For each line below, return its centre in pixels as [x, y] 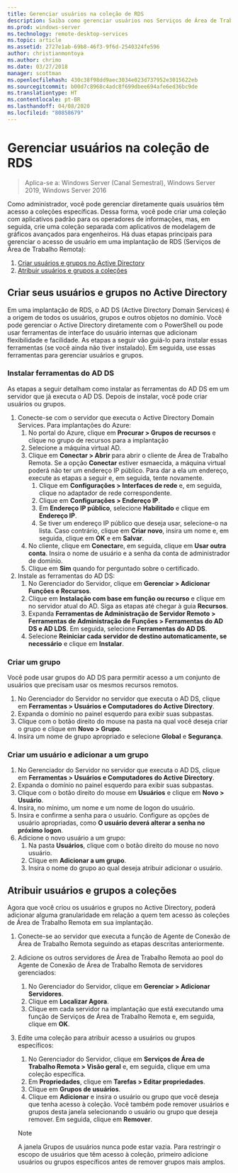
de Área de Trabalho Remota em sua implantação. [80, 923]
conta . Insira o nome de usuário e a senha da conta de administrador [129, 553]
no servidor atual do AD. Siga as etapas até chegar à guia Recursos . [128, 606]
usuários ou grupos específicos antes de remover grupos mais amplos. [121, 1162]
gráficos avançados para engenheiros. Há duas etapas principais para [110, 234]
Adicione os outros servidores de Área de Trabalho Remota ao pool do [120, 957]
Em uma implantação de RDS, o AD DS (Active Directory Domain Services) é [119, 310]
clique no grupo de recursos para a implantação [98, 440]
